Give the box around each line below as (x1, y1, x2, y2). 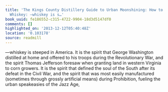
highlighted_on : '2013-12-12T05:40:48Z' (5, 26, 92, 31)
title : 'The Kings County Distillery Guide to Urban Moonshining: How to (5, 7, 163, 13)
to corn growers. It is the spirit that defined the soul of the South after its (5, 65, 155, 71)
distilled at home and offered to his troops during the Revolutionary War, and (5, 54, 163, 60)
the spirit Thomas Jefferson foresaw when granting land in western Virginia (5, 60, 161, 66)
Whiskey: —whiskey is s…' (10, 12, 64, 17)
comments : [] (5, 21, 33, 27)
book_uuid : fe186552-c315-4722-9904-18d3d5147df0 (5, 17, 112, 22)
